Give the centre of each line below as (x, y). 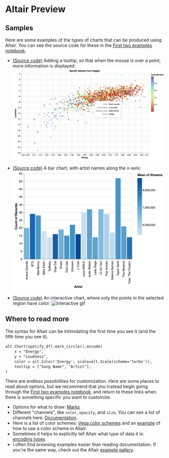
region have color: (31, 303)
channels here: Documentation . (45, 418)
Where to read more (37, 319)
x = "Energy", (29, 352)
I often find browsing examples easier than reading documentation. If (84, 444)
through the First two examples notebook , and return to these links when (81, 391)
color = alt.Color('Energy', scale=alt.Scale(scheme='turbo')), (83, 362)
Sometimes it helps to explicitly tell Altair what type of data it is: (78, 434)
